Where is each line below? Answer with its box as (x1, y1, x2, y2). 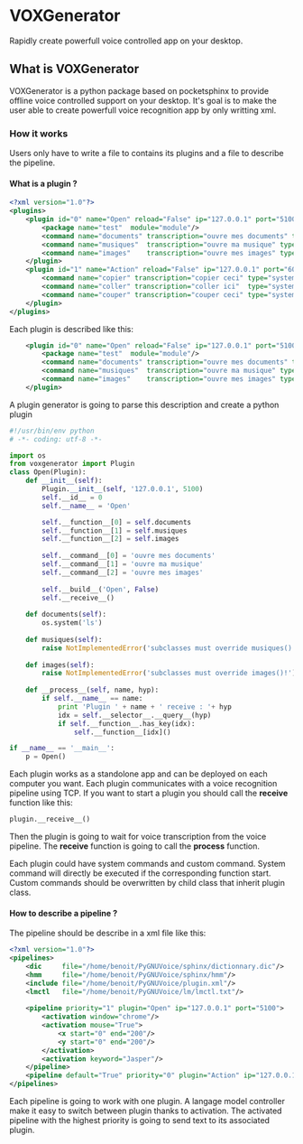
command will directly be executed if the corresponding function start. (9, 868, 271, 879)
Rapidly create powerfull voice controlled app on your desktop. (9, 35, 243, 46)
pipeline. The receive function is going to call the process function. (9, 841, 260, 851)
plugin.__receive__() (9, 814, 91, 824)
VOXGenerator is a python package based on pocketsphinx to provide (9, 85, 270, 96)
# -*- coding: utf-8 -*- (9, 434, 103, 443)
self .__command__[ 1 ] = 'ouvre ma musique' (41, 560, 204, 569)
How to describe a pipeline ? (9, 907, 118, 918)
